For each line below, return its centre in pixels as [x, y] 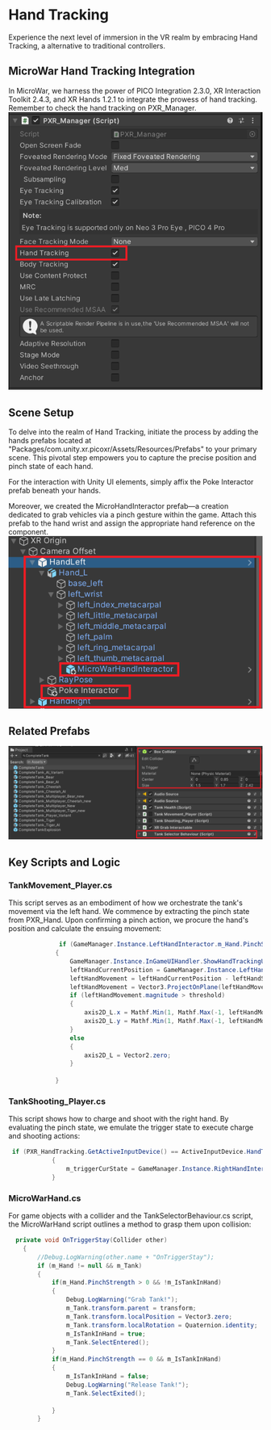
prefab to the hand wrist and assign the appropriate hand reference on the [132, 523]
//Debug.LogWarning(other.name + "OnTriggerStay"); [126, 1257]
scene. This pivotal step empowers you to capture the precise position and [132, 457]
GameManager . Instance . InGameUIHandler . [137, 961]
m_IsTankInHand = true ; [106, 1334]
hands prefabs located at [50, 440]
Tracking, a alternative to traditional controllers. [87, 45]
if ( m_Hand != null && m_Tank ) [90, 1265]
